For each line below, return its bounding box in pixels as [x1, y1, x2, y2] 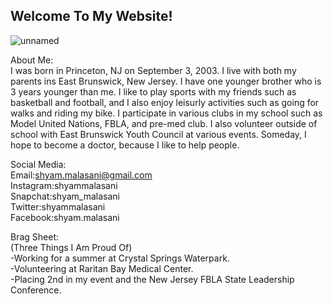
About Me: [10, 54, 54, 66]
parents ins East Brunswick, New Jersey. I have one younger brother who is [10, 75, 322, 87]
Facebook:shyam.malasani [10, 211, 120, 223]
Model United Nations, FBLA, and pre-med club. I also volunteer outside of [10, 117, 318, 129]
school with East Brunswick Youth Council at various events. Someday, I [10, 128, 307, 140]
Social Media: [10, 158, 67, 170]
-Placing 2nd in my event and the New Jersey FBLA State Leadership [10, 273, 295, 285]
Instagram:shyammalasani [10, 179, 118, 191]
